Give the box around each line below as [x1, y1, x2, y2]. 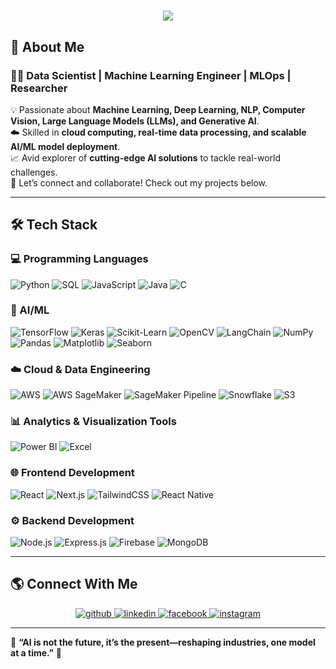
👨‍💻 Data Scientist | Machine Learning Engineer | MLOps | [10, 68, 292, 82]
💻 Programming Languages [10, 252, 149, 266]
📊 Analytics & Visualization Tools [10, 415, 177, 429]
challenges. [10, 166, 58, 178]
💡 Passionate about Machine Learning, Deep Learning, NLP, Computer [10, 103, 306, 115]
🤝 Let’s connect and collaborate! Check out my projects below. [10, 176, 268, 189]
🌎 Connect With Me [10, 576, 138, 593]
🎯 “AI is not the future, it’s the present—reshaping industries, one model [10, 636, 316, 648]
